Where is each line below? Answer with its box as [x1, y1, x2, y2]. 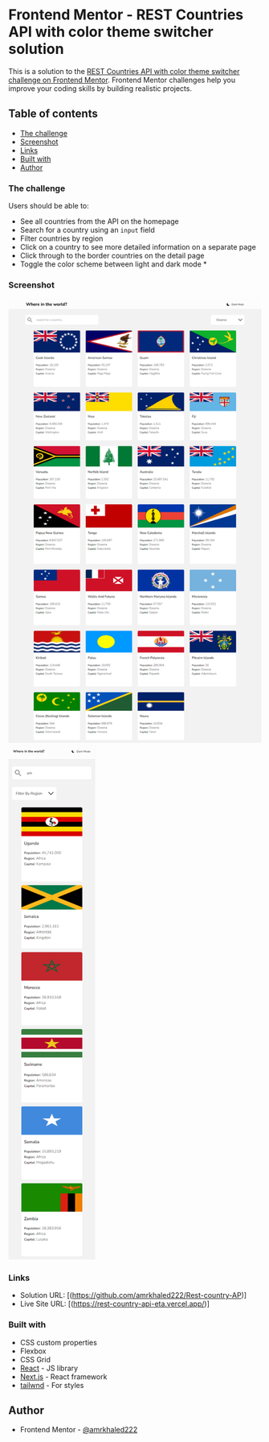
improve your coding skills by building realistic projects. [8, 83, 193, 93]
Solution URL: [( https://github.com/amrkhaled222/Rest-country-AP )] [19, 1291, 247, 1300]
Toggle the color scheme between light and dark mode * [19, 259, 207, 269]
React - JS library [19, 1363, 79, 1373]
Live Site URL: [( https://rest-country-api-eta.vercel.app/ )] [19, 1299, 210, 1309]
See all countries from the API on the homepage [19, 217, 179, 226]
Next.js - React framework [19, 1371, 108, 1382]
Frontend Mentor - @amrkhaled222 [19, 1425, 138, 1435]
